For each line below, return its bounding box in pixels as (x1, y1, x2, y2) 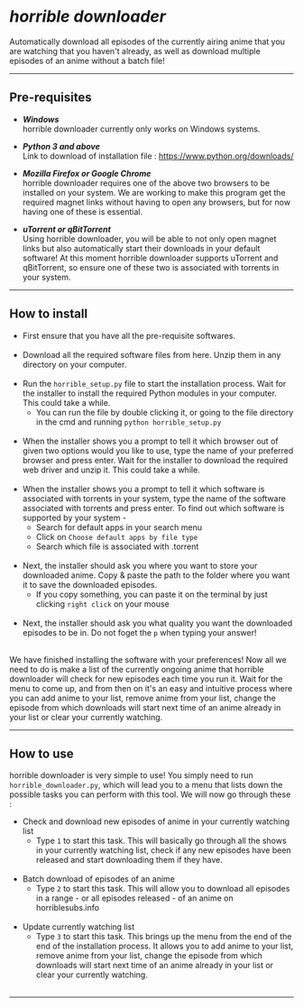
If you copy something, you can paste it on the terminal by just (35, 589, 268, 600)
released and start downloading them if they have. (35, 855, 223, 865)
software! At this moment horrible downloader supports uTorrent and (22, 252, 279, 263)
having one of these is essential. (22, 206, 142, 217)
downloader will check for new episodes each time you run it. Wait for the (9, 673, 283, 684)
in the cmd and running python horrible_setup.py (35, 417, 222, 427)
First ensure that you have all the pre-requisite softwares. (22, 330, 236, 341)
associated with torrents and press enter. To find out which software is (22, 502, 285, 513)
